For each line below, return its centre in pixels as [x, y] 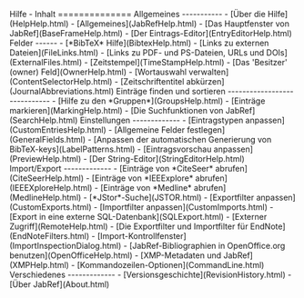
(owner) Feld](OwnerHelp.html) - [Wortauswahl [98, 72]
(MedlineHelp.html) [46, 197]
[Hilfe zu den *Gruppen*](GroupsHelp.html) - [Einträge [162, 101]
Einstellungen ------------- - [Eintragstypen [162, 120]
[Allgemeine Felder [149, 130]
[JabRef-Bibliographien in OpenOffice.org [207, 246]
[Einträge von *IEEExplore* [142, 178]
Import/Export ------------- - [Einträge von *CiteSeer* [111, 169]
